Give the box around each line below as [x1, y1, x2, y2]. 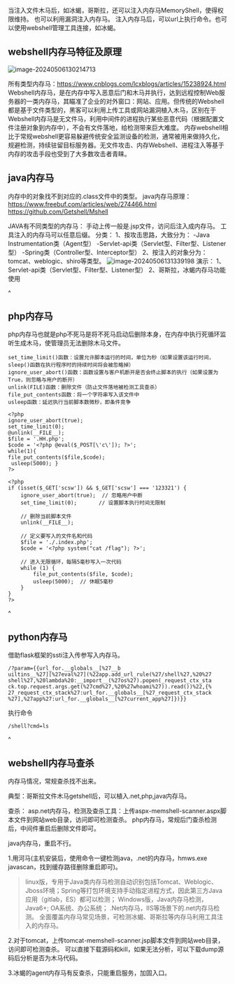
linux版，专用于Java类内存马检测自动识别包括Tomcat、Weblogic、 [24, 878, 218, 886]
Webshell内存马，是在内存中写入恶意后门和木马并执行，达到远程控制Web [8, 88, 220, 97]
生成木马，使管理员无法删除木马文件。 [13, 339, 124, 347]
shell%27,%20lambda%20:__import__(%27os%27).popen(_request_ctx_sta [8, 677, 212, 684]
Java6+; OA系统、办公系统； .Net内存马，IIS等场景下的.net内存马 [24, 904, 214, 913]
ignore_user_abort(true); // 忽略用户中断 [20, 492, 143, 499]
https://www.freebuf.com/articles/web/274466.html [8, 200, 157, 208]
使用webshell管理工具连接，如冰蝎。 [13, 24, 120, 32]
